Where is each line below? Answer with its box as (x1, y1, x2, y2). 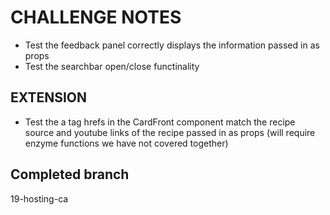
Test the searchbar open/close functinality (24, 60, 200, 72)
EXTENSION (10, 89, 88, 106)
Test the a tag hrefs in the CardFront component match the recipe (24, 116, 296, 128)
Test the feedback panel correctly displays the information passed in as (24, 39, 320, 51)
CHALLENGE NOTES (10, 6, 182, 29)
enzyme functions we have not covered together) (24, 137, 229, 149)
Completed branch (10, 166, 130, 183)
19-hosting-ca (10, 192, 69, 205)
